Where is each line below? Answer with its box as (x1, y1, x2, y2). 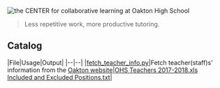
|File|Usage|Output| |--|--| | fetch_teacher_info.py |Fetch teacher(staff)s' (7, 58, 213, 67)
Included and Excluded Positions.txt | (7, 73, 113, 81)
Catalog (7, 40, 43, 52)
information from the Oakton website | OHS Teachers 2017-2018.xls (7, 66, 198, 74)
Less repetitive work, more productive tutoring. (24, 20, 160, 28)
